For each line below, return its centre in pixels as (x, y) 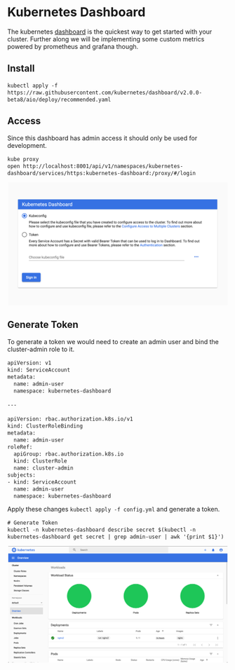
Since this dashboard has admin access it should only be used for (102, 138)
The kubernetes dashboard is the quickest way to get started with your (110, 32)
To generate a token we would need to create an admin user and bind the (113, 341)
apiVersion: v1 (29, 363)
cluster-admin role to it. (41, 349)
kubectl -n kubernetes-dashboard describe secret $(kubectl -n (102, 530)
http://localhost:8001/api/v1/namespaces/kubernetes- (103, 166)
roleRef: (20, 447)
